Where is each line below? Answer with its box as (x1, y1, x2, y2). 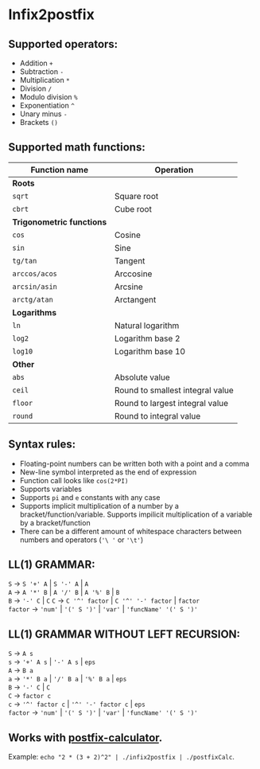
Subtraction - (19, 67, 64, 76)
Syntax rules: (8, 438, 76, 451)
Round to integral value (114, 410, 201, 421)
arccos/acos (12, 269, 58, 278)
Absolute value (114, 372, 171, 383)
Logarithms (12, 306, 57, 318)
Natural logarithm (114, 320, 180, 331)
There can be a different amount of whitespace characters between (19, 526, 243, 536)
